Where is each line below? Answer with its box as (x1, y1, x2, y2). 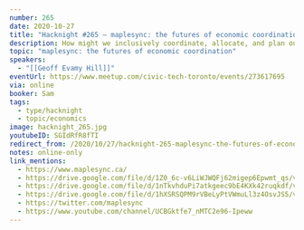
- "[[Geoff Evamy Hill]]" (17, 64, 116, 73)
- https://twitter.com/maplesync (17, 198, 144, 208)
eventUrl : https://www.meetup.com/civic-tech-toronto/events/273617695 (9, 72, 285, 81)
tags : (9, 97, 30, 107)
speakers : (9, 55, 47, 64)
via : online (9, 81, 54, 90)
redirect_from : (9, 139, 67, 149)
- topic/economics (17, 114, 88, 123)
